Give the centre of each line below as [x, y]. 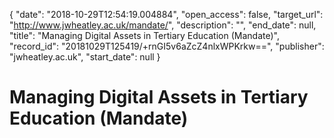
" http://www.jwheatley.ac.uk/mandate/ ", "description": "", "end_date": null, [163, 25]
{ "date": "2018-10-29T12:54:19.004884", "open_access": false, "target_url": [166, 14]
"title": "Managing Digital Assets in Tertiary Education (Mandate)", [144, 35]
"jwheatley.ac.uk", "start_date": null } [85, 57]
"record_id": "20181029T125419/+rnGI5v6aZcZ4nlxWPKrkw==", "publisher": [167, 46]
